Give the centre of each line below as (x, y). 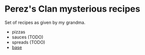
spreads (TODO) (28, 42)
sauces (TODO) (28, 37)
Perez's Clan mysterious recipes (72, 9)
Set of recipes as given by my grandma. (45, 22)
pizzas (18, 32)
